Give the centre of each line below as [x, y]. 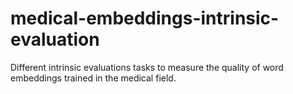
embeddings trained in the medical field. [93, 78]
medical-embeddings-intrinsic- [145, 18]
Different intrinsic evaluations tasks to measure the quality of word [147, 67]
